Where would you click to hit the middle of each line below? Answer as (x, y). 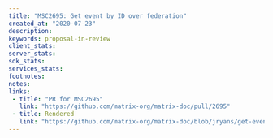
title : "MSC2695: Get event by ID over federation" (97, 16)
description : (30, 31)
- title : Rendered (43, 114)
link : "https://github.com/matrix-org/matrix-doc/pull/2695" (125, 106)
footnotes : (27, 76)
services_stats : (36, 69)
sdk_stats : (27, 62)
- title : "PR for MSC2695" (58, 99)
